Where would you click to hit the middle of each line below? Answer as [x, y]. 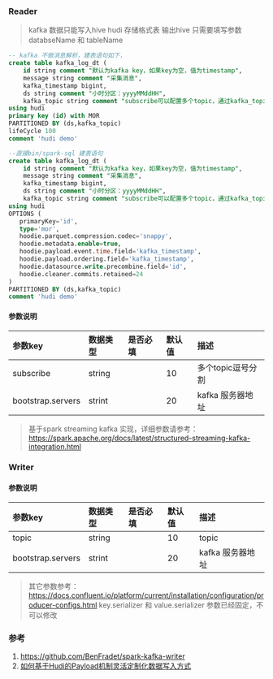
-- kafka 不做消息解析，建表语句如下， [67, 56]
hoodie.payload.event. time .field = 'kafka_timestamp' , [110, 252]
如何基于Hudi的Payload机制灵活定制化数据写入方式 [106, 666]
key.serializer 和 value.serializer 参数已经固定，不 [181, 605]
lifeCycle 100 [32, 132]
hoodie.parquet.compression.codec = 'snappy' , [96, 236]
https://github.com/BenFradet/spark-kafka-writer [102, 656]
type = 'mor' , [39, 229]
